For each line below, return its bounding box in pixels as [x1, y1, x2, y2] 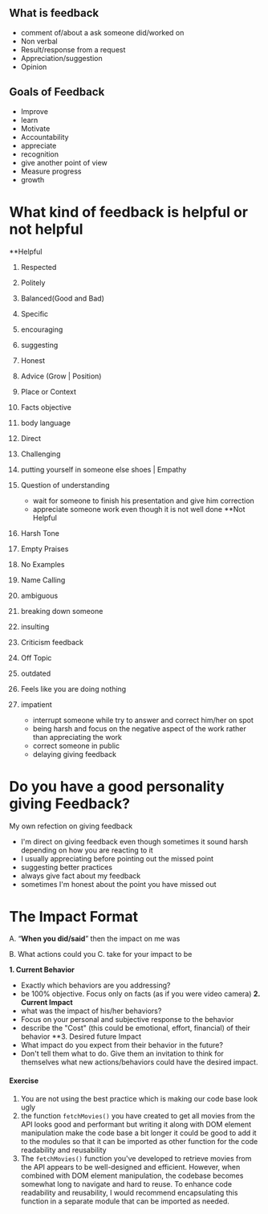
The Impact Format [9, 907, 139, 926]
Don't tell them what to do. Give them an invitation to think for [20, 1048, 224, 1059]
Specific [20, 309, 49, 318]
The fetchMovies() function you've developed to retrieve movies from [20, 1153, 252, 1163]
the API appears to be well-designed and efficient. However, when [20, 1162, 241, 1171]
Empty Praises [20, 544, 69, 554]
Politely [20, 277, 46, 288]
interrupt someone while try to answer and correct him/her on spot [32, 715, 254, 725]
